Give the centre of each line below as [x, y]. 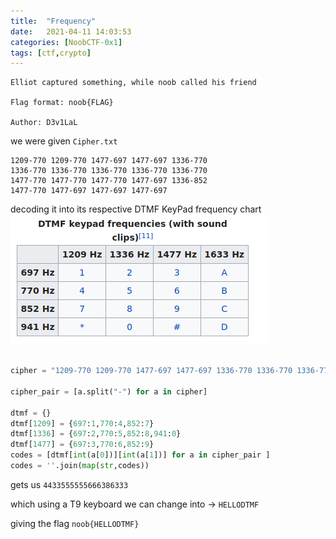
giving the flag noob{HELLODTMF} [75, 523]
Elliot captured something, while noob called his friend [133, 83]
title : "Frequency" [53, 21]
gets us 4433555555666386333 [69, 484]
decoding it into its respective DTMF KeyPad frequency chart [136, 209]
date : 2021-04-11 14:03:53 [71, 31]
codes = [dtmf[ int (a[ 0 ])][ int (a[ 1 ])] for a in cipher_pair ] [140, 455]
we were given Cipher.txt [64, 141]
